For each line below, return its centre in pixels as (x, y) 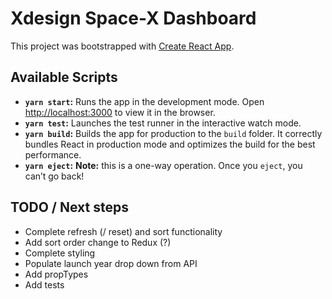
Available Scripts (64, 77)
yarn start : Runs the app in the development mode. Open (144, 101)
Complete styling (60, 253)
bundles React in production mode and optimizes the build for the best (170, 144)
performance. (53, 154)
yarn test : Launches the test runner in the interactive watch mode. (163, 123)
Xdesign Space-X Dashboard (133, 18)
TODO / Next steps (69, 207)
